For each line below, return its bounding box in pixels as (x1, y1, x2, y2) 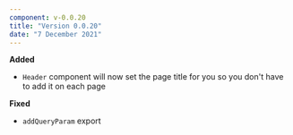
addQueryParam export (22, 115, 101, 126)
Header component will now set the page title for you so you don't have (22, 72, 284, 82)
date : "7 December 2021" (9, 30, 102, 38)
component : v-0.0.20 (9, 13, 87, 22)
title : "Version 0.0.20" (9, 21, 102, 30)
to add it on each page (22, 81, 106, 92)
